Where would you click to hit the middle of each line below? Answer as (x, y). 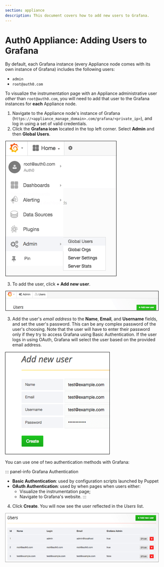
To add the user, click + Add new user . (51, 284)
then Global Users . (31, 134)
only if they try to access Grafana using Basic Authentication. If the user (84, 334)
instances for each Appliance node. (41, 104)
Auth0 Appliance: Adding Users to (76, 40)
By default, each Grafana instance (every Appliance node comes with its (78, 64)
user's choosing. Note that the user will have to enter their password (81, 329)
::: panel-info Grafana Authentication (42, 471)
